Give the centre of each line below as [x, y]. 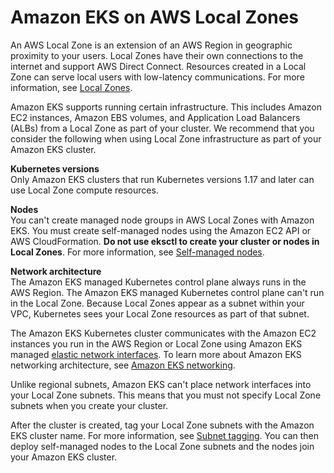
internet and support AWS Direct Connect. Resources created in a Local [158, 66]
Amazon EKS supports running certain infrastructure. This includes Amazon [166, 107]
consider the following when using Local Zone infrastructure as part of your [166, 138]
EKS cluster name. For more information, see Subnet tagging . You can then [165, 435]
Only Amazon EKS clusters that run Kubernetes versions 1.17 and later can [162, 179]
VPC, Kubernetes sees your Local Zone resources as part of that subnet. [160, 313]
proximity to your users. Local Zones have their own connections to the [157, 55]
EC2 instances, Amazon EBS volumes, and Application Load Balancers [155, 117]
